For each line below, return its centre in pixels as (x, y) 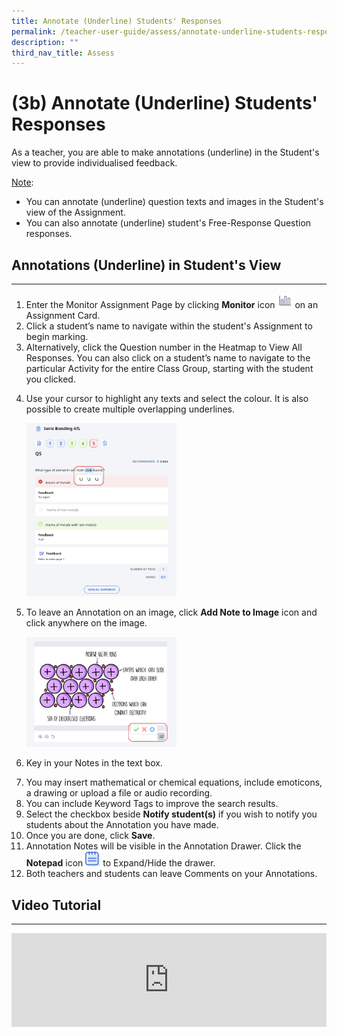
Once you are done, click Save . (90, 836)
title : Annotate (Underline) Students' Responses (117, 21)
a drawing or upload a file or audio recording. (119, 793)
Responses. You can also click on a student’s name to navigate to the (168, 358)
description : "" (45, 42)
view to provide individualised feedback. (94, 163)
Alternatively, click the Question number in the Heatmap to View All (164, 347)
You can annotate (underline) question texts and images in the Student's (174, 202)
